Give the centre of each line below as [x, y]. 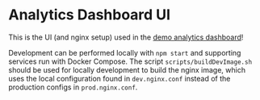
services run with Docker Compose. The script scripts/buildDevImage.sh [130, 61]
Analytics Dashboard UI [90, 15]
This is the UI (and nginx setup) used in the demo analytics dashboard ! [126, 37]
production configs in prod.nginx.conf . [73, 87]
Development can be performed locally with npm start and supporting [125, 52]
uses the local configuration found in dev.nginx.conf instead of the [120, 78]
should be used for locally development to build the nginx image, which [127, 69]
